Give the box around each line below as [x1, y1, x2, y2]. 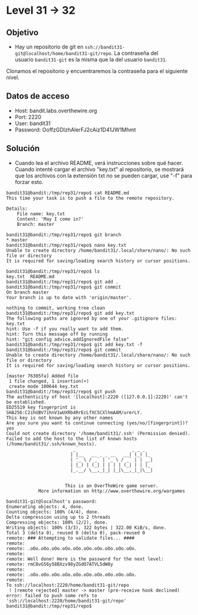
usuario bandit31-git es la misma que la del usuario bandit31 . [14, 56, 167, 63]
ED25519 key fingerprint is [6, 404, 76, 410]
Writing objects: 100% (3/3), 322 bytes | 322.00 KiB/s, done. [6, 524, 167, 531]
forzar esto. [14, 178, 44, 185]
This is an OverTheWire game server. [64, 482, 159, 489]
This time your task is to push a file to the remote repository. [6, 195, 175, 201]
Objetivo [6, 27, 39, 38]
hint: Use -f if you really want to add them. [6, 326, 124, 332]
